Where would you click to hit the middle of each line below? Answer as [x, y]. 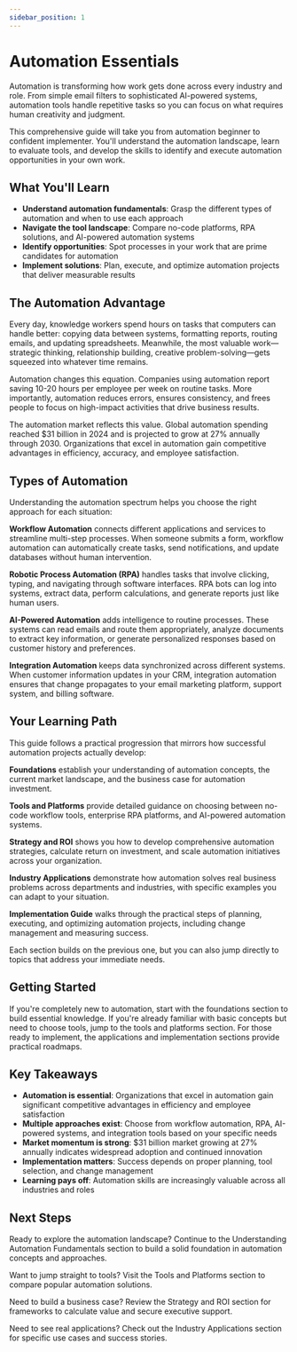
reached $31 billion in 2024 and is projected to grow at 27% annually [135, 434]
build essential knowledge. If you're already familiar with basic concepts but [148, 1018]
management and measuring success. [79, 932]
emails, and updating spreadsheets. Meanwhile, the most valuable [130, 344]
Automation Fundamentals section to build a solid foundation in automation [146, 1249]
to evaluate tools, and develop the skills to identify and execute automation [145, 150]
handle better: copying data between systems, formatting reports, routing [143, 334]
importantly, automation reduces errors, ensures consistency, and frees [140, 398]
